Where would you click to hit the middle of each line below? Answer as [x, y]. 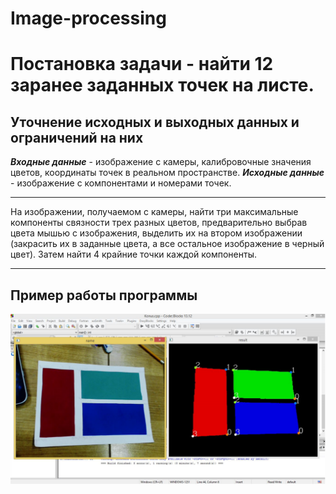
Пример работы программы [104, 295]
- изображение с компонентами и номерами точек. [121, 183]
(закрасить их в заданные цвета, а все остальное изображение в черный [167, 244]
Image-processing [88, 18]
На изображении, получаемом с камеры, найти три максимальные [154, 212]
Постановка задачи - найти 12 [142, 64]
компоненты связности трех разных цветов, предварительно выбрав [159, 223]
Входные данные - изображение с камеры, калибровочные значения [161, 162]
